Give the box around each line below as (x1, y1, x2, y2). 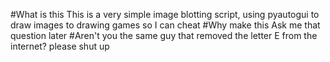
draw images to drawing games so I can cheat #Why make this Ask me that (10, 19, 321, 31)
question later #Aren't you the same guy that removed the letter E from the (10, 30, 318, 41)
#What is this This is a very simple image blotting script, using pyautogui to (10, 9, 320, 20)
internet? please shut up (10, 40, 110, 52)
